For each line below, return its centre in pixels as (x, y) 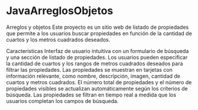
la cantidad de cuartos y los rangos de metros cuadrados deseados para (95, 64)
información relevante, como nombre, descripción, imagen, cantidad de (93, 76)
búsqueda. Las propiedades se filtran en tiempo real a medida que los (91, 95)
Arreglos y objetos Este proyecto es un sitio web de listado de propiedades (98, 27)
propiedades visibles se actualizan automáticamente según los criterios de (97, 88)
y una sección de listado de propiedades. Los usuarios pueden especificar (97, 57)
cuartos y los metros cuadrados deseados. (58, 39)
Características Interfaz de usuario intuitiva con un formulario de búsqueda (98, 51)
